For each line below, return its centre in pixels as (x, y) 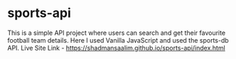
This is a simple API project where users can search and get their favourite (117, 33)
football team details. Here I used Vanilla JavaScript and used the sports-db (118, 40)
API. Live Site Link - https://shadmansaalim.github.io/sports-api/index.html (116, 48)
